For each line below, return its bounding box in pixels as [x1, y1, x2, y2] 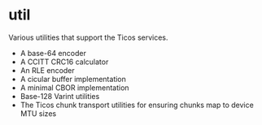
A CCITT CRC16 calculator [20, 57, 109, 67]
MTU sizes [20, 108, 57, 119]
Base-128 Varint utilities [20, 91, 100, 101]
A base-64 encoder [20, 48, 87, 58]
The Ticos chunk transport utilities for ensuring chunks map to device [20, 100, 254, 110]
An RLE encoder [20, 65, 75, 75]
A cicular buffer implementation [20, 74, 126, 84]
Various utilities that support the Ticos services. [8, 32, 168, 42]
